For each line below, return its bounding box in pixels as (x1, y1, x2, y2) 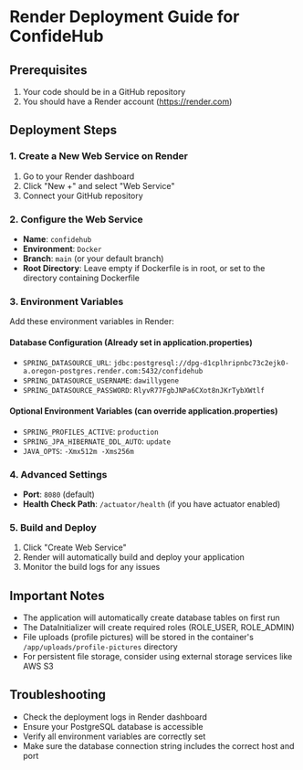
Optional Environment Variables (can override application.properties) (9, 406, 278, 417)
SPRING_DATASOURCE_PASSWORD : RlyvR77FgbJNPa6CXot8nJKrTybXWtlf (22, 385, 266, 396)
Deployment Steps (9, 122, 117, 138)
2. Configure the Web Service (9, 213, 143, 226)
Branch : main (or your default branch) (22, 253, 164, 264)
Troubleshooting (9, 687, 107, 702)
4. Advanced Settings (9, 468, 108, 480)
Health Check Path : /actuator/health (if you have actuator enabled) (22, 498, 281, 509)
